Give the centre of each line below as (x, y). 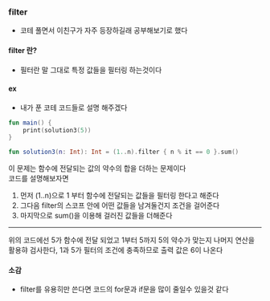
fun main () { (30, 123)
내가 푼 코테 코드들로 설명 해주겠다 (74, 108)
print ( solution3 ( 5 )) (57, 130)
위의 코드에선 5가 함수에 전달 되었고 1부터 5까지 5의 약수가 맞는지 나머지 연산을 (132, 240)
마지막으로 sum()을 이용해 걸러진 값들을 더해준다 (96, 216)
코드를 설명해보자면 (39, 178)
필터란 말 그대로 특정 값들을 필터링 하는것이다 (91, 70)
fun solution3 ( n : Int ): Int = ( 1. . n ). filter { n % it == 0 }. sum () (124, 152)
